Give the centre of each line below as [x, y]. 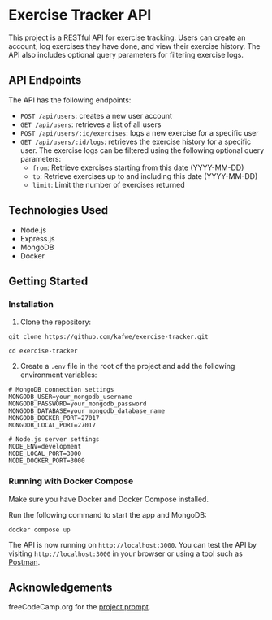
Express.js [37, 238]
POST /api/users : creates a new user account [96, 115]
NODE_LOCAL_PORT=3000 [45, 454]
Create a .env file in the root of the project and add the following [127, 366]
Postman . [24, 561]
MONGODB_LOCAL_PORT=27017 [52, 425]
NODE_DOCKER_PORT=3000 [47, 461]
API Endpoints [45, 80]
